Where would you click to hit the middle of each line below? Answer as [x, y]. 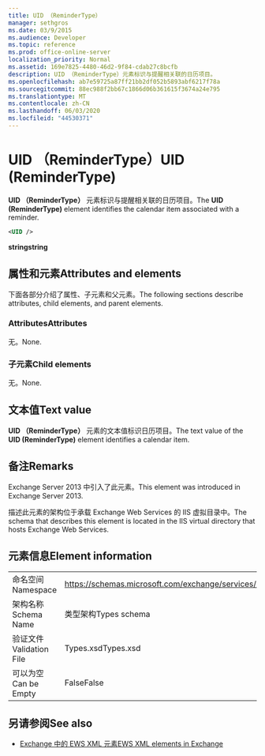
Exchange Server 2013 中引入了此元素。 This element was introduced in [124, 487]
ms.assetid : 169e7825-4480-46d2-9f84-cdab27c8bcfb [93, 67]
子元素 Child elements [50, 364]
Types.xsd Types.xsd [103, 648]
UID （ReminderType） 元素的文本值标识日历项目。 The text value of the [126, 431]
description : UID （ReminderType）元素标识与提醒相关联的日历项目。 [112, 74]
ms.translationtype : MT [47, 96]
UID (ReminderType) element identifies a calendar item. [99, 439]
